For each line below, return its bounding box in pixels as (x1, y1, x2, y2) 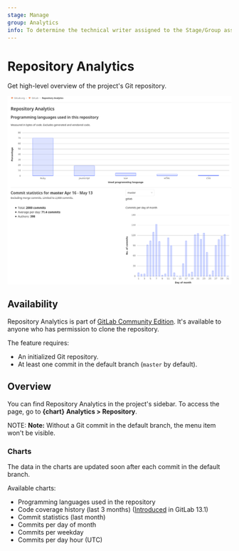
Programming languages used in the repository (17, 498, 156, 506)
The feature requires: (7, 339, 70, 347)
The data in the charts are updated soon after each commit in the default (7, 463, 221, 471)
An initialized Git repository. (17, 352, 99, 361)
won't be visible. (7, 428, 55, 437)
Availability (7, 298, 58, 310)
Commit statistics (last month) (17, 513, 106, 522)
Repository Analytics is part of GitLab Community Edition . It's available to (7, 317, 222, 326)
